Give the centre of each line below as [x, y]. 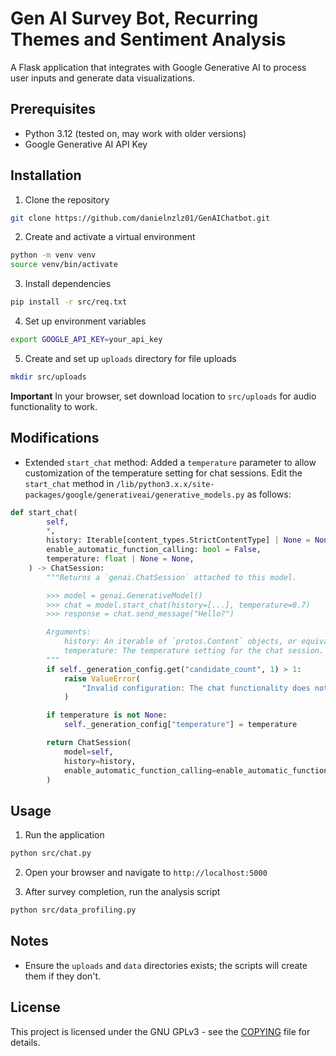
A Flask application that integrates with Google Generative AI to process [158, 67]
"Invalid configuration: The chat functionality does [196, 688]
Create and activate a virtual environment [110, 237]
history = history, [100, 761]
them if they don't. [63, 976]
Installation [46, 175]
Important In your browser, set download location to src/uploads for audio [163, 396]
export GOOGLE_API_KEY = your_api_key [86, 340]
